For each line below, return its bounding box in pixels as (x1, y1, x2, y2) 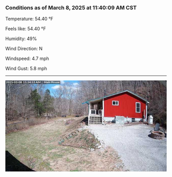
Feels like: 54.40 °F (5, 26, 46, 32)
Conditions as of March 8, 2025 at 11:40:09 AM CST (5, 4, 137, 11)
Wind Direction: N (5, 46, 42, 52)
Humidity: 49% (5, 35, 37, 42)
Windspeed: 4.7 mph (5, 55, 50, 62)
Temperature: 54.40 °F (5, 16, 54, 22)
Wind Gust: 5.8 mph (5, 66, 47, 72)
